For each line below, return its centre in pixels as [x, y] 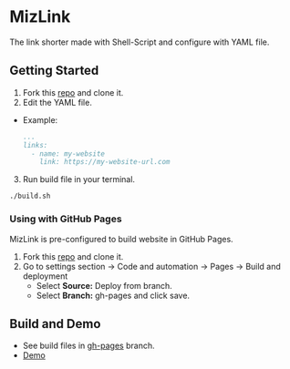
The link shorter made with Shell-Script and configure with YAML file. [140, 42]
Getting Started [54, 71]
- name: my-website [68, 154]
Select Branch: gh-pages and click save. [113, 295]
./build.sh [30, 196]
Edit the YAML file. [57, 102]
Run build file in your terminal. [78, 179]
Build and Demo [55, 324]
